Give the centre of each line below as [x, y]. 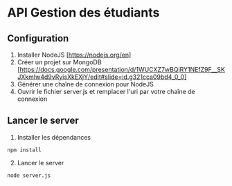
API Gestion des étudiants [83, 13]
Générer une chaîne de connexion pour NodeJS [85, 84]
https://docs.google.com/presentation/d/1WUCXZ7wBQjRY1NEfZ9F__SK [122, 69]
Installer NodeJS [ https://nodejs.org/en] [74, 55]
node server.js [29, 175]
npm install [24, 150]
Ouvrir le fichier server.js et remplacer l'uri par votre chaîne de [106, 92]
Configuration [38, 38]
